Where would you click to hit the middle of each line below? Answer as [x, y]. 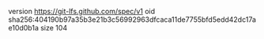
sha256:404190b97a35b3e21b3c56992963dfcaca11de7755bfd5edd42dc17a [132, 19]
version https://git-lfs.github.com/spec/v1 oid [82, 11]
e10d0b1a [24, 28]
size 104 [54, 28]
